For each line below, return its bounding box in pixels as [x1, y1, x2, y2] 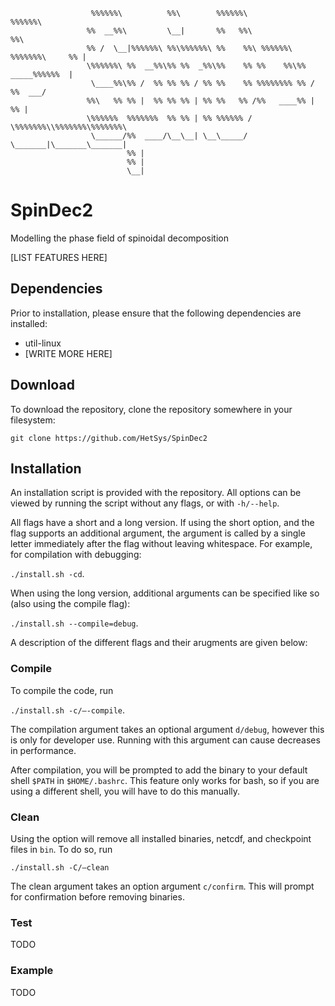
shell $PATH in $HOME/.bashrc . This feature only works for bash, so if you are [10, 774, 320, 786]
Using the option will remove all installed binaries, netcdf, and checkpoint [10, 832, 312, 844]
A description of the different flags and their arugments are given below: [10, 637, 308, 649]
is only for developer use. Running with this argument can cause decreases [10, 734, 321, 746]
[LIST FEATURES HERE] [10, 251, 108, 263]
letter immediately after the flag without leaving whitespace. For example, [10, 538, 313, 550]
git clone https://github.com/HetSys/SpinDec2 [10, 433, 208, 443]
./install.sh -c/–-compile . [10, 704, 126, 716]
